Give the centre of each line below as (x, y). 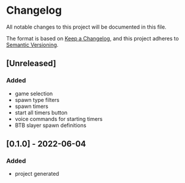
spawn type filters (37, 100)
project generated (37, 174)
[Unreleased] (31, 63)
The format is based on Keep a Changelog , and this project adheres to (92, 38)
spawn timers (32, 106)
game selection (34, 94)
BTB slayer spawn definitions (50, 125)
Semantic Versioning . (32, 45)
